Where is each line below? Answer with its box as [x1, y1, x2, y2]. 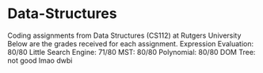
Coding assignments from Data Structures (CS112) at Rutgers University [7, 31, 242, 40]
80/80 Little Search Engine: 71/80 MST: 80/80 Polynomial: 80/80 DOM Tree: [7, 47, 256, 57]
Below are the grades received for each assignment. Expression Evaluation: [7, 38, 254, 48]
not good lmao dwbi [7, 56, 73, 65]
